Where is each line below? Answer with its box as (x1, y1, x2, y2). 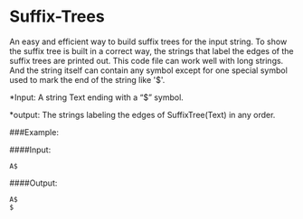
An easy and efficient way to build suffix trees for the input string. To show (9, 36, 288, 47)
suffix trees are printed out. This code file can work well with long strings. (9, 55, 284, 66)
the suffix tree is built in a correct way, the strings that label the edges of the (9, 45, 294, 56)
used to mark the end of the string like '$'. (9, 74, 166, 85)
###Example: (9, 126, 59, 137)
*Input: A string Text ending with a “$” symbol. (9, 92, 184, 103)
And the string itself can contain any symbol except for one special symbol (9, 65, 288, 76)
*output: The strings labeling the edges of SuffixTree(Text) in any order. (9, 109, 276, 120)
